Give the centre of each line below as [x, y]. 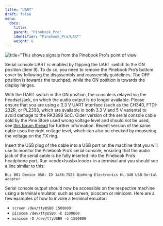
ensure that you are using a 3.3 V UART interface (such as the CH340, [75, 104]
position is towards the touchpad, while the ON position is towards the [75, 80]
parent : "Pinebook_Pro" [38, 32]
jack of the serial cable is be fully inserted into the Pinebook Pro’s [70, 156]
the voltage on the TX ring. [32, 136]
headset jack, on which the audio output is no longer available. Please [75, 100]
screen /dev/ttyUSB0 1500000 [41, 208]
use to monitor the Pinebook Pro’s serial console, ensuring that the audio [78, 150]
